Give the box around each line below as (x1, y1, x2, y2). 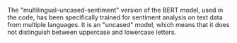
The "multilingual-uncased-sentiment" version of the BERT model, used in (7, 6, 224, 14)
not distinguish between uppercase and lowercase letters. (7, 28, 177, 36)
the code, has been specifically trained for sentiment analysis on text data (7, 13, 223, 21)
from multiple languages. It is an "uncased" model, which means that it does (7, 21, 230, 28)
